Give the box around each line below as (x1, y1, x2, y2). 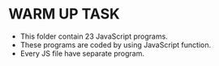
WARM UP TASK (8, 5, 120, 23)
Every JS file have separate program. (19, 48, 144, 58)
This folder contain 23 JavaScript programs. (19, 31, 168, 41)
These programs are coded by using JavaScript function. (19, 39, 212, 49)
